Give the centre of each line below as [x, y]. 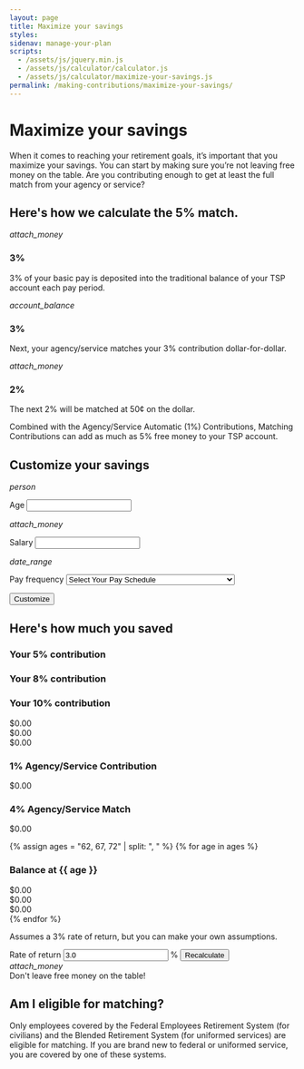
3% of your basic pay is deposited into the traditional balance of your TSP [147, 278]
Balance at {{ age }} [54, 870]
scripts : [26, 52]
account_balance [42, 305]
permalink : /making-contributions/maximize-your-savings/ [121, 85]
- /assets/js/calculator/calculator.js [93, 69]
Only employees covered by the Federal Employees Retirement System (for [150, 1025]
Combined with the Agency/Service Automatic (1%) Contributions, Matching [151, 427]
